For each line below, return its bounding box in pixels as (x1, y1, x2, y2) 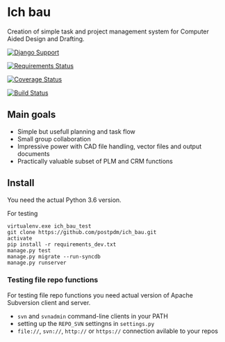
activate (7, 235, 33, 242)
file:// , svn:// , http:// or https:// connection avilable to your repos (17, 327, 219, 335)
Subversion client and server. (7, 298, 91, 306)
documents (17, 149, 50, 157)
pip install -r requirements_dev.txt (7, 241, 117, 248)
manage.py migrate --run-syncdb (7, 253, 101, 260)
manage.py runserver (7, 259, 67, 266)
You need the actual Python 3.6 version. (7, 196, 122, 204)
